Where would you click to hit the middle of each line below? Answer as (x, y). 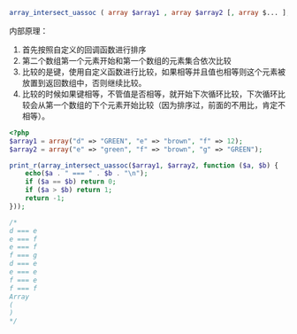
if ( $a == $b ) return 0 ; (71, 182)
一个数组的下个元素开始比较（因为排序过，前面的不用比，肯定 (165, 105)
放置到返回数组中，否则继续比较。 (84, 82)
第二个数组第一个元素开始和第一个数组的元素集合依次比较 (126, 60)
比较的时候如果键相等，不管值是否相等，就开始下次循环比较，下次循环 (150, 94)
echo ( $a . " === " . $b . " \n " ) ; (87, 174)
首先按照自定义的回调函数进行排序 (84, 50)
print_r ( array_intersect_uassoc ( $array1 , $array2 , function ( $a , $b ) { (144, 165)
